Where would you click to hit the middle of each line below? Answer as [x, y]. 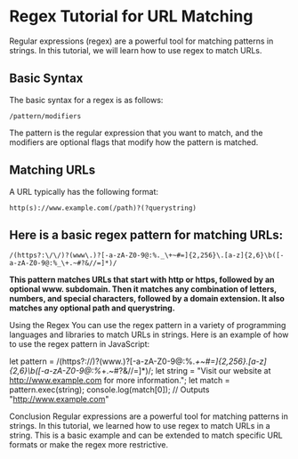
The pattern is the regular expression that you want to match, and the [136, 133]
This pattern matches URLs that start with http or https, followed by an [142, 280]
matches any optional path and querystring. [92, 308]
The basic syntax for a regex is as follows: [86, 100]
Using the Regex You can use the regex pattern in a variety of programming [148, 326]
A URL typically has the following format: [84, 191]
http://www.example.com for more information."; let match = [120, 381]
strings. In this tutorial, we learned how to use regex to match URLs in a [140, 426]
